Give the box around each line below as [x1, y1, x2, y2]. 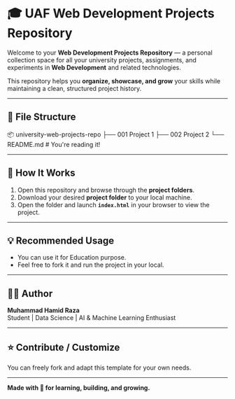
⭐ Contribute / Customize [7, 341, 120, 353]
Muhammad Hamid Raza [7, 306, 80, 315]
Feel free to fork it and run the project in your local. [17, 260, 164, 269]
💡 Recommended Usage [7, 234, 114, 246]
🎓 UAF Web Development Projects [7, 6, 215, 22]
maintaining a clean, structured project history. [7, 84, 142, 92]
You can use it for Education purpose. [17, 253, 127, 262]
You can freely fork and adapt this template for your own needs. [7, 363, 192, 372]
